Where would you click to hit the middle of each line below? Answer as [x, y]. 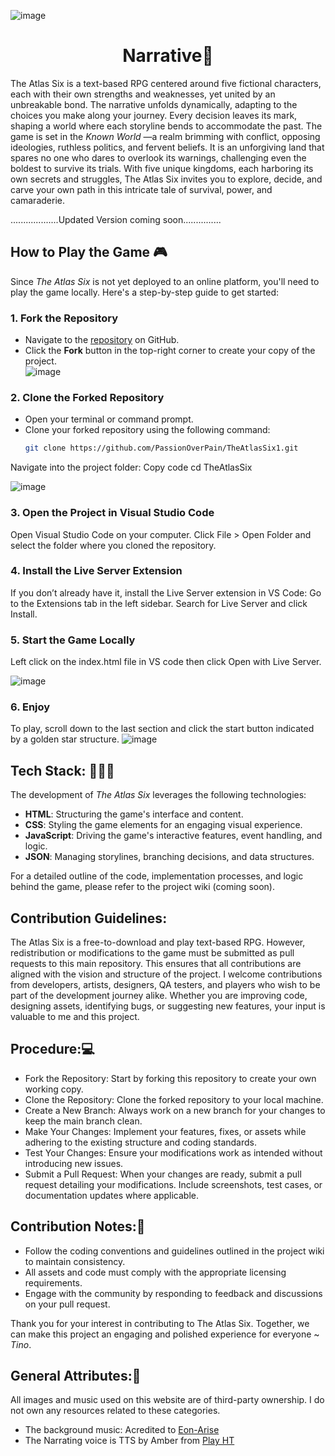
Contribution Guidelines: [89, 918]
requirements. [53, 1282]
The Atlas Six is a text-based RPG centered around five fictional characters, [166, 83]
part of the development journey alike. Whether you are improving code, [159, 996]
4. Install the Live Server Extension [96, 571]
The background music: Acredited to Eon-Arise [122, 1430]
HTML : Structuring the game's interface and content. [134, 814]
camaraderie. [37, 200]
